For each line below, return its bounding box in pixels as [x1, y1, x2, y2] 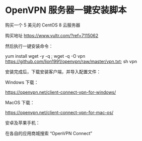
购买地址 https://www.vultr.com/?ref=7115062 [5, 32, 98, 38]
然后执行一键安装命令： [5, 43, 53, 49]
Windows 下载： [5, 79, 39, 85]
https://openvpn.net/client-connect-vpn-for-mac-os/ [5, 109, 114, 115]
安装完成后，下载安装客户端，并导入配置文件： [5, 68, 101, 75]
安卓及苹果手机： [5, 120, 40, 126]
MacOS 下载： [5, 99, 35, 105]
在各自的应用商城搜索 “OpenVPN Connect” [5, 130, 93, 136]
